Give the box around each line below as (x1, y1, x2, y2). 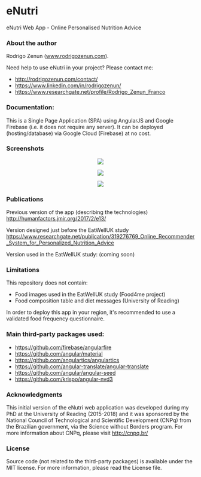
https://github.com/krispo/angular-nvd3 (14, 375, 113, 383)
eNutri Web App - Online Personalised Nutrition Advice (6, 24, 142, 31)
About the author (6, 39, 57, 47)
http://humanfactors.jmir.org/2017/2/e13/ (6, 215, 106, 222)
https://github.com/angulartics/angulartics (14, 356, 120, 363)
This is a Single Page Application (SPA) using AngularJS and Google (6, 117, 173, 124)
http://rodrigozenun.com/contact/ (14, 76, 98, 83)
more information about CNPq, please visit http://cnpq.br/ (6, 429, 148, 437)
